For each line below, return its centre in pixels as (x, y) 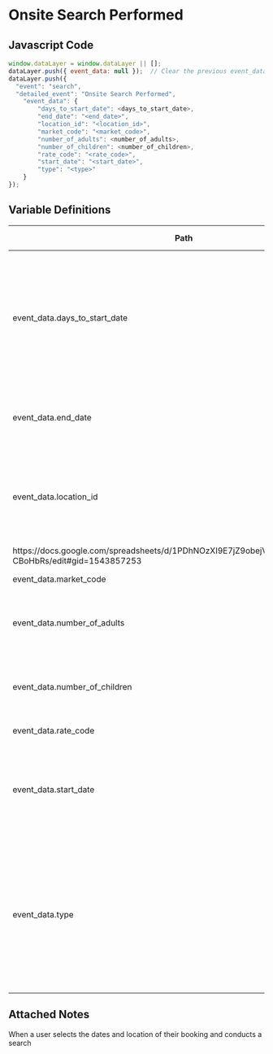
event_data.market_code (59, 579)
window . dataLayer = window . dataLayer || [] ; (85, 63)
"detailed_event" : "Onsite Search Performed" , (96, 94)
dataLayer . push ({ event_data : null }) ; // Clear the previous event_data (138, 71)
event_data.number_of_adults (69, 622)
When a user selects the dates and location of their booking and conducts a (135, 1034)
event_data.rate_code (54, 730)
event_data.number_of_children (72, 686)
